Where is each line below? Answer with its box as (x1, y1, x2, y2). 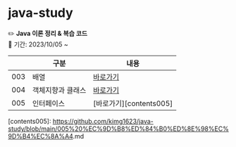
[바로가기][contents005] (93, 98, 173, 108)
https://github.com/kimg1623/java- (52, 117, 154, 125)
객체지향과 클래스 (32, 85, 87, 95)
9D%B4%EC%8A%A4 (8, 132, 73, 140)
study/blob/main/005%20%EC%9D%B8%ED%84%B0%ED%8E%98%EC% (8, 124, 230, 133)
